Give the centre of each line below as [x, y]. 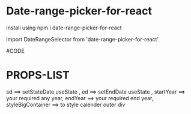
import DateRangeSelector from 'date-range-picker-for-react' [83, 39]
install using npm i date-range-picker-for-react [64, 28]
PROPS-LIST [38, 75]
